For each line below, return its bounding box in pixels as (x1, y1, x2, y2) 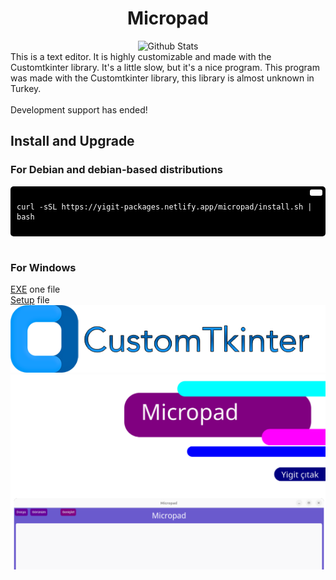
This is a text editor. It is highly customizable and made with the (10, 50, 272, 62)
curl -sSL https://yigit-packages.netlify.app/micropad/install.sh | (16, 202, 313, 212)
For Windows (10, 260, 77, 274)
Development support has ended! (10, 103, 148, 116)
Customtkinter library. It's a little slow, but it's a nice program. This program (10, 61, 320, 73)
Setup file (10, 293, 50, 306)
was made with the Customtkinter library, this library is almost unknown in (10, 72, 315, 84)
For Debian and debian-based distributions (10, 163, 224, 177)
